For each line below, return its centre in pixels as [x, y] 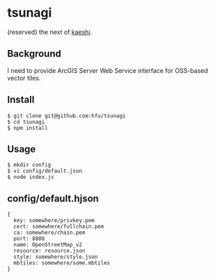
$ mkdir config [29, 165]
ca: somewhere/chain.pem [49, 233]
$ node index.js [31, 177]
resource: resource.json [49, 251]
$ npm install [28, 128]
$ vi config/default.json [45, 171]
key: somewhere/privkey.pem [54, 221]
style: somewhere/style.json [56, 257]
